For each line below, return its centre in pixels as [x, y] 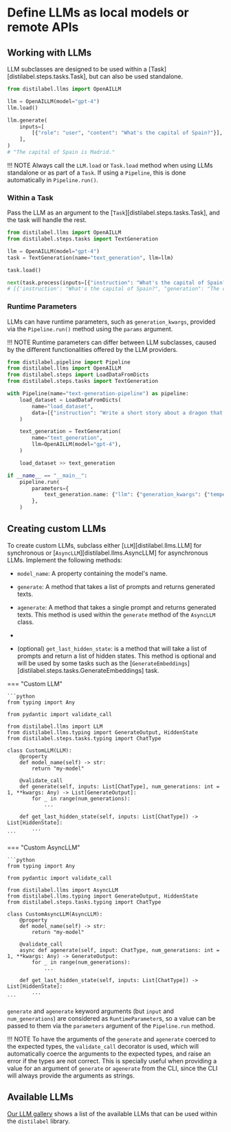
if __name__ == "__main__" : [47, 476]
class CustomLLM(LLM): [40, 751]
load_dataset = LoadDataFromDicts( [70, 400]
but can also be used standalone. [136, 76]
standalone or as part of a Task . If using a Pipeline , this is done [97, 173]
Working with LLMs [49, 53]
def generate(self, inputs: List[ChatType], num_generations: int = [120, 786]
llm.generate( [27, 120]
